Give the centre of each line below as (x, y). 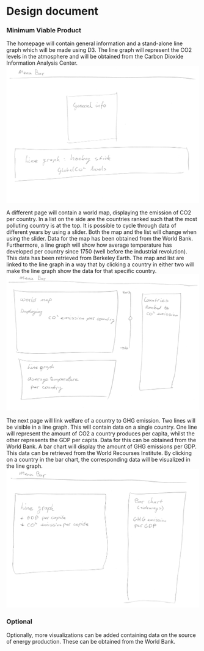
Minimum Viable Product (44, 31)
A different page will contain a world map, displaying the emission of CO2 (99, 213)
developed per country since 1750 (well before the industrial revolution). (97, 252)
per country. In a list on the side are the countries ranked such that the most (102, 219)
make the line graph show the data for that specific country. (82, 271)
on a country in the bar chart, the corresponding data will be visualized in (98, 460)
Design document (53, 11)
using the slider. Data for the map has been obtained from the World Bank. (100, 239)
